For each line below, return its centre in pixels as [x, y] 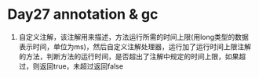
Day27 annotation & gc [83, 14]
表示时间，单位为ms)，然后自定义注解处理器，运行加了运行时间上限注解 [135, 46]
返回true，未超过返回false [81, 66]
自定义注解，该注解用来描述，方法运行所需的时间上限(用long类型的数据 [133, 37]
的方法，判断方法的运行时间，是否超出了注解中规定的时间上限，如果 [129, 56]
